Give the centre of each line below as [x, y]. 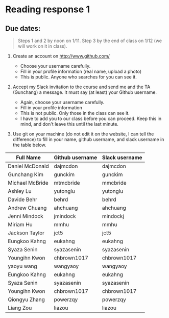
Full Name [28, 157]
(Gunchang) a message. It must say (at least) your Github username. [85, 92]
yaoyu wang [22, 266]
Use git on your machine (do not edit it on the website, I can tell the [83, 134]
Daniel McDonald [29, 166]
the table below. [30, 145]
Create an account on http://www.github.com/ [61, 56]
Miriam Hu [20, 224]
